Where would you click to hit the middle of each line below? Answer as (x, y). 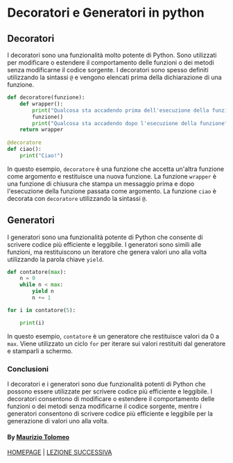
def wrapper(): (42, 104)
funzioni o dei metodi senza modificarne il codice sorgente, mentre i (105, 406)
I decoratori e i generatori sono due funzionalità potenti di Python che (106, 384)
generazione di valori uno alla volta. (58, 421)
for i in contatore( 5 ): (42, 310)
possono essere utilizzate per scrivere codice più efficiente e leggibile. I (110, 391)
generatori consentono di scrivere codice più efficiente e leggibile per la (110, 413)
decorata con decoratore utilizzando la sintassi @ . (77, 198)
